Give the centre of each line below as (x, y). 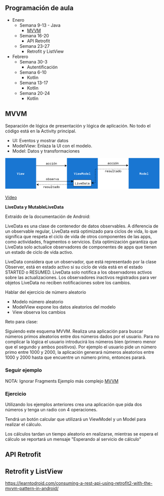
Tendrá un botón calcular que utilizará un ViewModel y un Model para (76, 419)
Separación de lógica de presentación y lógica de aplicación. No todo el (78, 125)
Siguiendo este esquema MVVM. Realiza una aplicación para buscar (74, 331)
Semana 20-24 (35, 93)
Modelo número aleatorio (38, 302)
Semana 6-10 (33, 72)
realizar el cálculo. (24, 425)
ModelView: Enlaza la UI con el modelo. (52, 146)
